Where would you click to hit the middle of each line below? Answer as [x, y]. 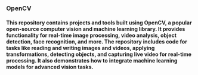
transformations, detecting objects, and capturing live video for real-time [99, 54]
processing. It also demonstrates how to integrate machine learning [92, 60]
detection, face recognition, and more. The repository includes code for [97, 41]
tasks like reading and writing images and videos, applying [81, 48]
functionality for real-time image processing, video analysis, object [92, 35]
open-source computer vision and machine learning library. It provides [96, 29]
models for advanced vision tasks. [50, 67]
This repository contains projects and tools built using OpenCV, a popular [99, 23]
